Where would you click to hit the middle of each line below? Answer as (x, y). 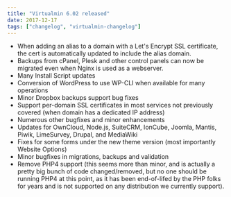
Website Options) (42, 149)
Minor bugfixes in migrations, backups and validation (93, 157)
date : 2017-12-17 (32, 20)
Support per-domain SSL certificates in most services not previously (115, 105)
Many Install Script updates (56, 76)
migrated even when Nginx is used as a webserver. (90, 68)
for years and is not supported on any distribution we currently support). (121, 186)
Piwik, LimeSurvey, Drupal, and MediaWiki (77, 135)
